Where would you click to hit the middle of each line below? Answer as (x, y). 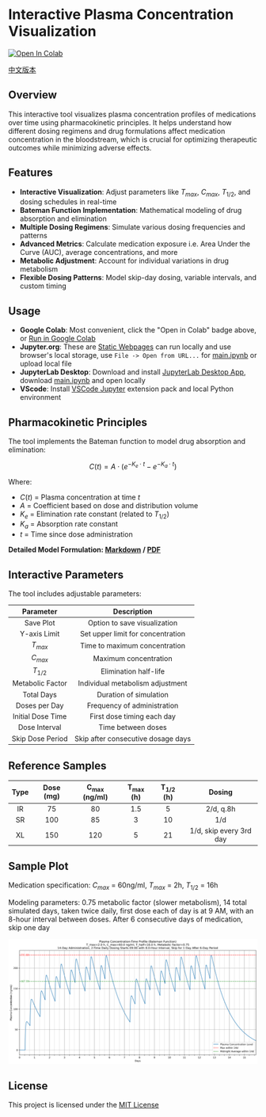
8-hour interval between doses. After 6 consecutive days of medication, (126, 919)
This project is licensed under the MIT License (84, 1105)
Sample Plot (38, 866)
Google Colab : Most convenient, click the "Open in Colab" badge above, (138, 330)
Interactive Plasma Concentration (121, 15)
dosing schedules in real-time (68, 202)
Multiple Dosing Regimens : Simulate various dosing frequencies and (132, 227)
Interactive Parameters (66, 574)
